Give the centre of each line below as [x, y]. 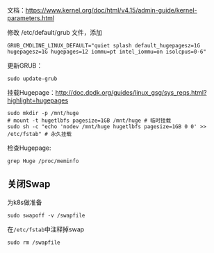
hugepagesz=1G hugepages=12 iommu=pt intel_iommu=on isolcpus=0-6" [107, 52]
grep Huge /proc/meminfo [43, 161]
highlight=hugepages [38, 100]
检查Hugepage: [29, 148]
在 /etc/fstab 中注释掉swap [46, 229]
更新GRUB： [25, 66]
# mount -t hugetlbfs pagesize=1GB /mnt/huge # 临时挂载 [89, 121]
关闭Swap [29, 184]
